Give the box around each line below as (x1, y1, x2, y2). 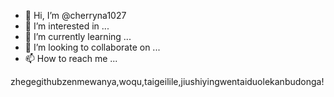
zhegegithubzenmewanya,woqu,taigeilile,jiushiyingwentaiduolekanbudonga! (10, 76, 325, 87)
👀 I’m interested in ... (24, 20, 110, 32)
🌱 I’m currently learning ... (24, 31, 132, 42)
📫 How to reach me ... (24, 53, 118, 64)
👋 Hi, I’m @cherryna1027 (24, 10, 127, 21)
